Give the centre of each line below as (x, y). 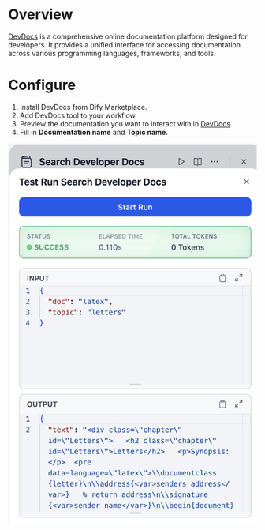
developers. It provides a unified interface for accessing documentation (125, 44)
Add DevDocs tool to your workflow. (78, 115)
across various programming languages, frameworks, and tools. (112, 53)
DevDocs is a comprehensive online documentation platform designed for (128, 36)
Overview (41, 15)
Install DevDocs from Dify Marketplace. (83, 107)
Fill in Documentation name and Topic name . (93, 132)
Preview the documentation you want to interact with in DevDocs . (126, 123)
